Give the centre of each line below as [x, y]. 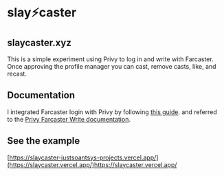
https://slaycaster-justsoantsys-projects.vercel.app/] [84, 157]
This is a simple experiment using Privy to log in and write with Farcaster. [111, 59]
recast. [17, 74]
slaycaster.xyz [40, 42]
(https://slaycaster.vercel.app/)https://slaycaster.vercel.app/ [92, 164]
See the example [44, 141]
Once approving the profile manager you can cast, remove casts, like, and [112, 66]
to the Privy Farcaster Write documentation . [69, 119]
